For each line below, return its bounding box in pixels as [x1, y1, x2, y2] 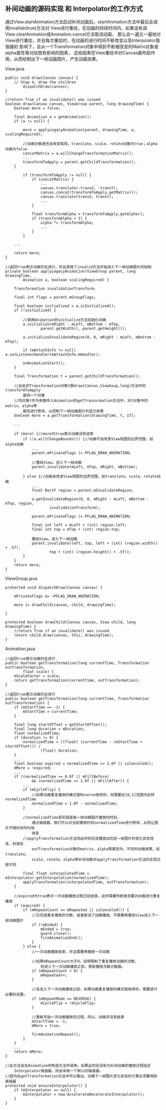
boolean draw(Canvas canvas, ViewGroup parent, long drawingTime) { [5, 101, 149, 106]
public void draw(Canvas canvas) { [5, 75, 79, 80]
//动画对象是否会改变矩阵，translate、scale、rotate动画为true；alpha [23, 141, 158, 146]
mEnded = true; [40, 926, 72, 932]
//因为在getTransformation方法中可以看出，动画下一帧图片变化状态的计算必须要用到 [5, 1073, 158, 1078]
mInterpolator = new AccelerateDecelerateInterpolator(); [23, 1092, 145, 1097]
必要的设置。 [5, 992, 28, 997]
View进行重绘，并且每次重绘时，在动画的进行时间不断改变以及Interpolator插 [5, 37, 160, 43]
